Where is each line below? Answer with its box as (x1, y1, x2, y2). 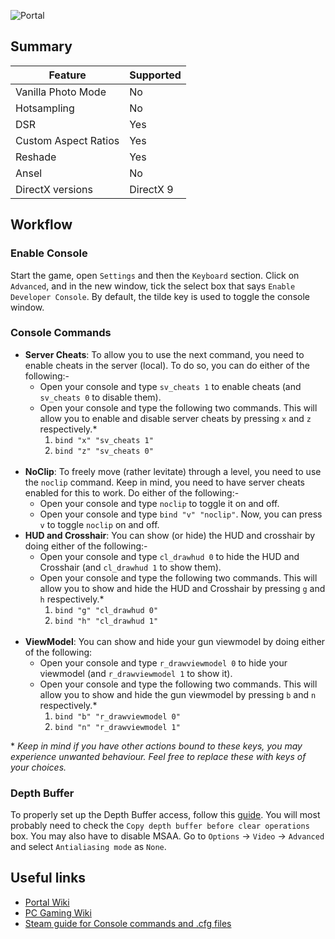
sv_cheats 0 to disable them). (39, 391, 162, 403)
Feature (48, 68, 87, 82)
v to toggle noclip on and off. (39, 518, 160, 530)
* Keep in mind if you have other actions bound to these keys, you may (10, 740, 303, 752)
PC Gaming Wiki (24, 906, 92, 919)
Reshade (15, 150, 57, 164)
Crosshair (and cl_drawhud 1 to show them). (39, 561, 222, 573)
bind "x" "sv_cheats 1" (54, 435, 154, 445)
